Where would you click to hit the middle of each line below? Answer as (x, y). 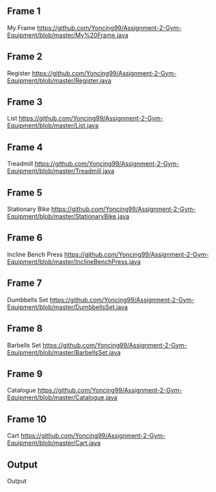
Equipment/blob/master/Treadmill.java (61, 171)
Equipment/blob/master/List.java (53, 125)
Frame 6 (25, 238)
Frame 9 (25, 374)
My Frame (21, 27)
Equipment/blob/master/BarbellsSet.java (64, 352)
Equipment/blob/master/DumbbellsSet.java (68, 307)
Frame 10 (27, 419)
